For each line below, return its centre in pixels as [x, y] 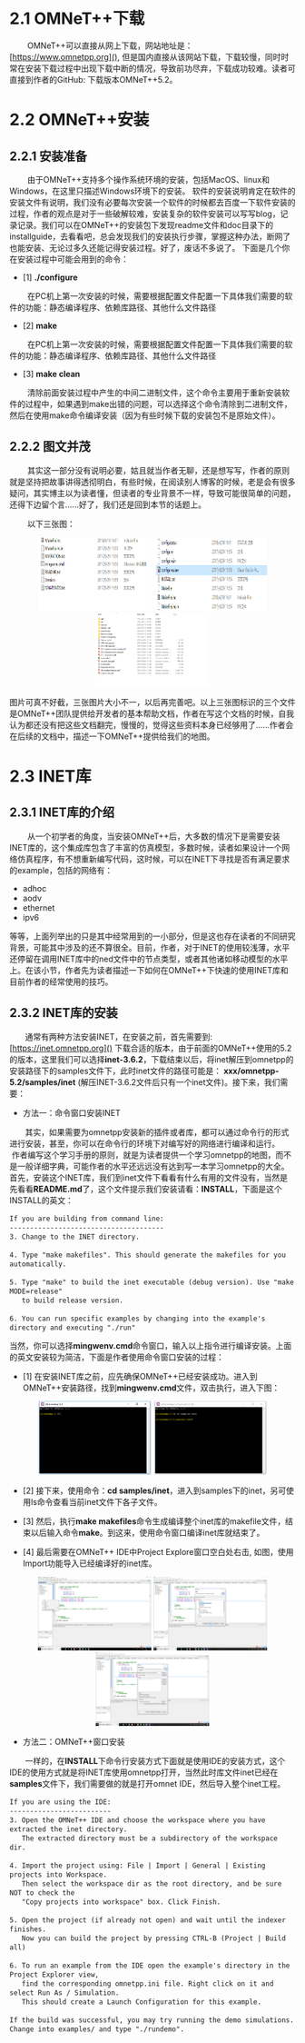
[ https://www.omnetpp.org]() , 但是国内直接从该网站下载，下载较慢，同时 [145, 56]
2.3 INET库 [50, 776]
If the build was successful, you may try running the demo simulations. [152, 2020]
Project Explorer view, [54, 1974]
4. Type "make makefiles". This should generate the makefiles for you [148, 1255]
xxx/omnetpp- [251, 1071]
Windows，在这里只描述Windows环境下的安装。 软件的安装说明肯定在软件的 [152, 191]
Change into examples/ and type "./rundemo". [97, 2029]
